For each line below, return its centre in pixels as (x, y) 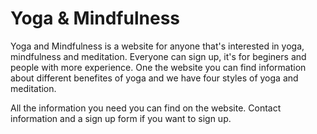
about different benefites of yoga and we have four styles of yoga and (154, 78)
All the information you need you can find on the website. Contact (146, 108)
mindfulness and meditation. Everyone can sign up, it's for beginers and (158, 56)
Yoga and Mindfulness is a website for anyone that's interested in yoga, (157, 46)
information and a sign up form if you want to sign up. (121, 118)
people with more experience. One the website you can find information (158, 67)
